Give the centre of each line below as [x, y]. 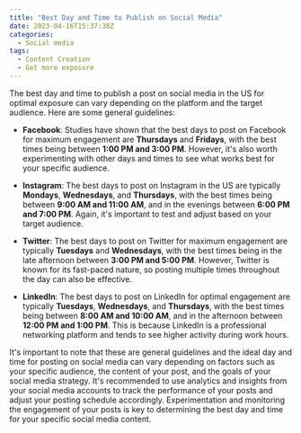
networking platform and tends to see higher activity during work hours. [155, 334]
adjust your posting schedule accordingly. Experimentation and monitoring [147, 400]
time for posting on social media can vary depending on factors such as [142, 361]
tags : [19, 51]
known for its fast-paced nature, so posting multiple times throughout [151, 270]
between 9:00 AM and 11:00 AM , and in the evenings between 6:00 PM [156, 204]
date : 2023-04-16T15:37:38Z [62, 26]
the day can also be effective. [77, 278]
